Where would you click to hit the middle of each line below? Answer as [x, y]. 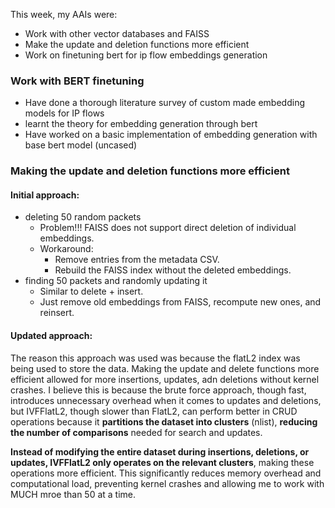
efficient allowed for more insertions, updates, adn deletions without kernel [165, 379]
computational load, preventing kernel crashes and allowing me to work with [167, 483]
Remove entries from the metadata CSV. [137, 260]
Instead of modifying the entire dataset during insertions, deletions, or [160, 451]
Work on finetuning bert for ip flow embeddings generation [146, 55]
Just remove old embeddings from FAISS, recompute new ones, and [180, 302]
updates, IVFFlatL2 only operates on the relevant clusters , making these [162, 462]
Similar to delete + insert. [91, 291]
